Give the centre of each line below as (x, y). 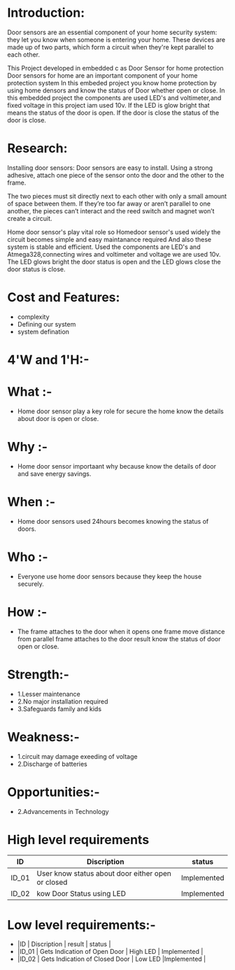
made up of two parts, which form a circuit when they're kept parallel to (111, 47)
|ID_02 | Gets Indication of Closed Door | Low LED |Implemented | (112, 959)
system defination (43, 331)
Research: (37, 149)
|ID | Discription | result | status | (64, 944)
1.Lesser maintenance (49, 694)
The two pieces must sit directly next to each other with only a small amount (117, 196)
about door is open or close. (58, 418)
